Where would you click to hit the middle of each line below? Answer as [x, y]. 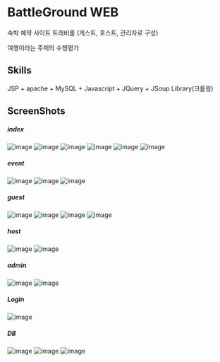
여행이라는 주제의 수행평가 [43, 47]
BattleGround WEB [63, 12]
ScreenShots [36, 111]
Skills [19, 70]
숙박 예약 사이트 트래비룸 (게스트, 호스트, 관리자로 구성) [83, 33]
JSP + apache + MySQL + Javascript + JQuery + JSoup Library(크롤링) [110, 88]
